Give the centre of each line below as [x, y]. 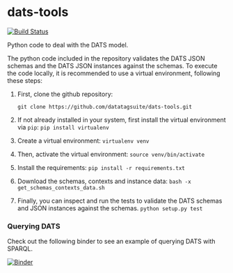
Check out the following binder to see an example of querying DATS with [111, 242]
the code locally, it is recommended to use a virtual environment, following [114, 73]
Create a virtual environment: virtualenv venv [83, 141]
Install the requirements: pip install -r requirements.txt [101, 167]
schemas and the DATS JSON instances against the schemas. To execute [112, 65]
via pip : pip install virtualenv [63, 127]
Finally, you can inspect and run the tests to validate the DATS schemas [120, 201]
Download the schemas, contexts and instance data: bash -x [104, 181]
